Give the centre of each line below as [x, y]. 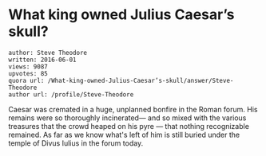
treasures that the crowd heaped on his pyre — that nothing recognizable [129, 126]
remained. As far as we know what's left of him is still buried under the [124, 135]
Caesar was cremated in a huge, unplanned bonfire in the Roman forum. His [133, 109]
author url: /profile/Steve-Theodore [71, 94]
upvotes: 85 [28, 73]
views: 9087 [28, 66]
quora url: [26, 80]
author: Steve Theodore [48, 53]
